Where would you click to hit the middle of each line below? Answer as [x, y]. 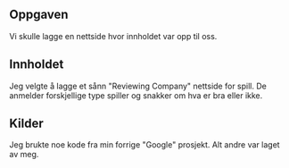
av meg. [24, 155]
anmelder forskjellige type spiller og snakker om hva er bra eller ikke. [136, 95]
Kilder [26, 124]
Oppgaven [39, 15]
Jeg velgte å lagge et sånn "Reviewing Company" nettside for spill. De [138, 86]
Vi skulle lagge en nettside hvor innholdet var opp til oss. [113, 36]
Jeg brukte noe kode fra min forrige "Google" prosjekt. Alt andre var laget [144, 145]
